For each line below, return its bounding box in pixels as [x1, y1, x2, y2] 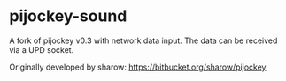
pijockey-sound [9, 6, 128, 26]
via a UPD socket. [9, 44, 74, 55]
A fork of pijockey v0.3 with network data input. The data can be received [9, 35, 278, 46]
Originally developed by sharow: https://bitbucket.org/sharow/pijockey [9, 62, 267, 72]
